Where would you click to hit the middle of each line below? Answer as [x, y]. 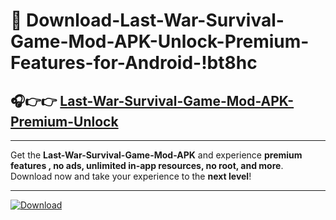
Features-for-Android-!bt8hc [134, 63]
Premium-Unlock [64, 121]
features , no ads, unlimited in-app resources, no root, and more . [147, 165]
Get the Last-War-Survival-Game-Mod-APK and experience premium [156, 155]
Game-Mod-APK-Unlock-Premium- [160, 41]
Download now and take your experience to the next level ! [131, 176]
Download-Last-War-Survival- [155, 20]
